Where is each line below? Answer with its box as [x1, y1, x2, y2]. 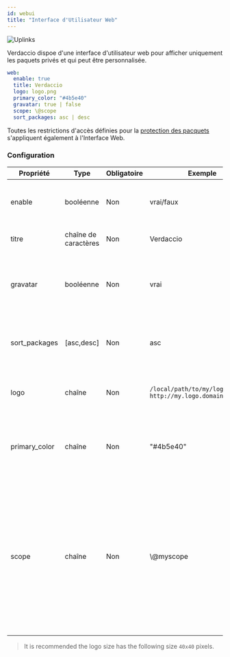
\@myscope [149, 551, 188, 561]
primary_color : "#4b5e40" [13, 95, 88, 102]
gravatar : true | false [13, 101, 81, 108]
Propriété [18, 168, 50, 178]
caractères [64, 238, 100, 248]
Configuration [7, 150, 55, 160]
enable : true [13, 76, 51, 82]
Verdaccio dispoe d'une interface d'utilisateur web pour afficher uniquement [7, 49, 223, 57]
